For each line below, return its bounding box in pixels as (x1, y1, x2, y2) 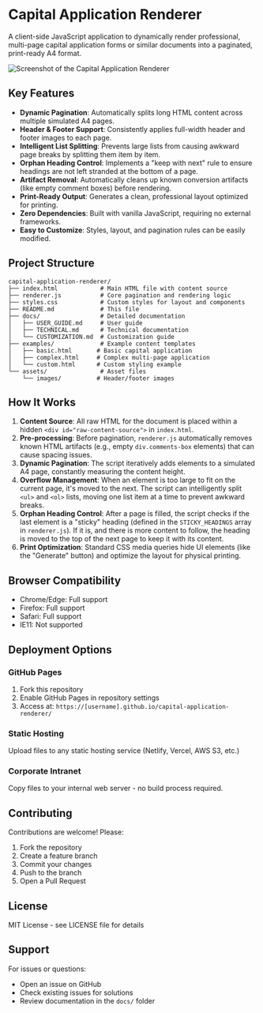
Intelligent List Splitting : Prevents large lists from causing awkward (19, 141, 239, 151)
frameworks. (19, 217, 62, 226)
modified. (19, 233, 51, 243)
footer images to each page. (19, 133, 112, 142)
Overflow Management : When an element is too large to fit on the (19, 476, 235, 485)
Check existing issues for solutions (19, 988, 133, 997)
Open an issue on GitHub (19, 979, 102, 989)
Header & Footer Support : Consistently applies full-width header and (19, 124, 246, 134)
